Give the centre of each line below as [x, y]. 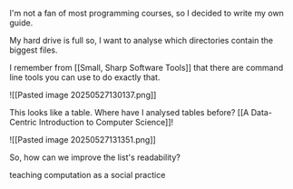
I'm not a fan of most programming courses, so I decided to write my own [146, 13]
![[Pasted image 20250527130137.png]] [83, 95]
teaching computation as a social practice [88, 175]
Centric [24, 122]
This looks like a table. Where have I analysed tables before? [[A [129, 112]
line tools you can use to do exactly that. [85, 77]
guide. [21, 23]
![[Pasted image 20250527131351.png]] [83, 139]
